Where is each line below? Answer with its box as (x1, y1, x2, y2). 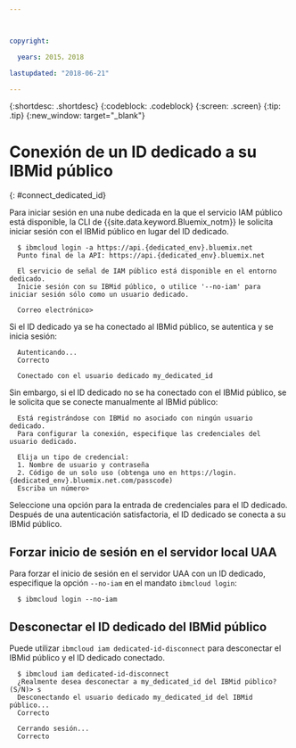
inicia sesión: (9, 331, 58, 341)
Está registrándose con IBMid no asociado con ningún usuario (17, 414, 253, 423)
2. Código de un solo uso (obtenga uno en (17, 469, 177, 478)
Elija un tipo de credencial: (17, 453, 129, 462)
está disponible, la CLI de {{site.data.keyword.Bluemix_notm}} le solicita (9, 217, 274, 227)
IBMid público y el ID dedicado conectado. (9, 652, 166, 662)
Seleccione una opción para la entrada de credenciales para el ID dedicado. (9, 500, 288, 511)
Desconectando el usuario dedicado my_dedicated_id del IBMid (17, 693, 253, 702)
